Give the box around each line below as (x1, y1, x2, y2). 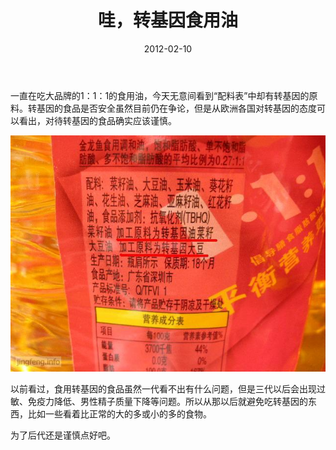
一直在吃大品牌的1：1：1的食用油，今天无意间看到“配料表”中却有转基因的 (10, 89, 310, 101)
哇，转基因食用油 (97, 9, 238, 32)
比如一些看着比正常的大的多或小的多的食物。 (27, 407, 212, 420)
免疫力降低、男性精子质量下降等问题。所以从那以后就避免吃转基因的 (27, 395, 308, 407)
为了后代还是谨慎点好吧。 (10, 429, 116, 441)
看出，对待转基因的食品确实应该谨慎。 (18, 114, 177, 126)
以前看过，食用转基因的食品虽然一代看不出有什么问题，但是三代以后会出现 (10, 382, 317, 395)
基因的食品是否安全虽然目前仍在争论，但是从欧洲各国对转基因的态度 (36, 102, 317, 114)
